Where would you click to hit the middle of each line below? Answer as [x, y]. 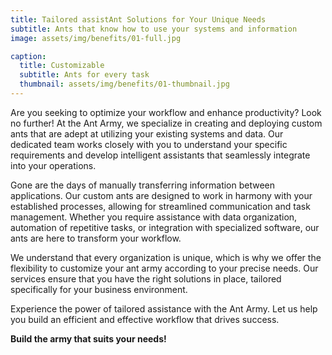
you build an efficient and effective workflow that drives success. [145, 319]
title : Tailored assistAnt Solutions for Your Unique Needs [138, 19]
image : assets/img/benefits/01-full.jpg [96, 38]
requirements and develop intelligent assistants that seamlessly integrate [160, 155]
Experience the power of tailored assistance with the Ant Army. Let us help [164, 308]
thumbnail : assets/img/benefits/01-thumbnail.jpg [124, 84]
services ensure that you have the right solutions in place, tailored [146, 278]
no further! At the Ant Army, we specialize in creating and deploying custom [166, 123]
